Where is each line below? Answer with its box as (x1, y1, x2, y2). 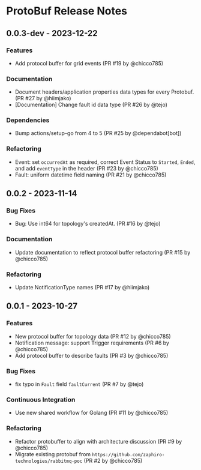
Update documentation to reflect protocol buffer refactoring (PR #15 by (14, 249, 191, 256)
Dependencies (6, 116, 50, 124)
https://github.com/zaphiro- (92, 451, 165, 457)
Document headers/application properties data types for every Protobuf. (14, 88, 194, 95)
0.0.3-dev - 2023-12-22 (6, 28, 98, 38)
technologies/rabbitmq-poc (14, 458, 83, 464)
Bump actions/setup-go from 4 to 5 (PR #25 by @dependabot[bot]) (14, 130, 182, 137)
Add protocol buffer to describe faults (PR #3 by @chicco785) (14, 352, 169, 359)
